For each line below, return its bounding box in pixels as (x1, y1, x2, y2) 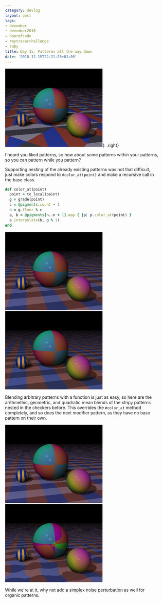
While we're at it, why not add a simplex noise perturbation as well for (5, 587, 145, 593)
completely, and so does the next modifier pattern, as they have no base (5, 409, 150, 415)
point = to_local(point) (9, 192, 60, 197)
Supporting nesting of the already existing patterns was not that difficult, (5, 166, 151, 172)
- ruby (5, 44, 18, 49)
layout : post (5, 13, 32, 18)
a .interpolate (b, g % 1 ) (9, 217, 60, 222)
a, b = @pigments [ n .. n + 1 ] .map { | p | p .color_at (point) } (9, 213, 132, 217)
